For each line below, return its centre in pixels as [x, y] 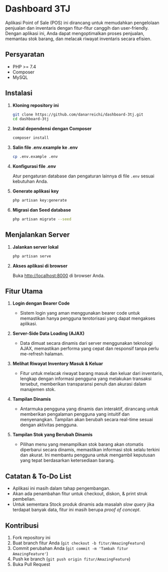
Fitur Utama [24, 291]
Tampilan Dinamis [32, 399]
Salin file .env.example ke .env [45, 148]
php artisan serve [32, 256]
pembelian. [24, 499]
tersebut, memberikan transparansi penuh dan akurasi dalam [83, 384]
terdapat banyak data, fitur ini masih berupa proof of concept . [76, 510]
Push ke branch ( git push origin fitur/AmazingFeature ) [71, 559]
